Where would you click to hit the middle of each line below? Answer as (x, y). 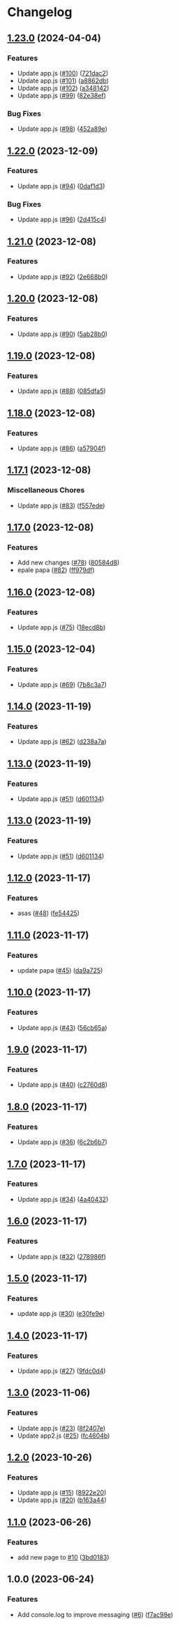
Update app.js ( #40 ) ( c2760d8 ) (62, 1085)
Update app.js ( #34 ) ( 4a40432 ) (63, 1199)
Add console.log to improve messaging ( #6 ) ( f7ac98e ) (95, 1614)
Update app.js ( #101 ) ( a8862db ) (63, 81)
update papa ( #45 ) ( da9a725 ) (60, 971)
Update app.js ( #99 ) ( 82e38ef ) (62, 95)
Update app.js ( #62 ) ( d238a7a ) (62, 742)
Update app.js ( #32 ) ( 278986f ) (62, 1256)
